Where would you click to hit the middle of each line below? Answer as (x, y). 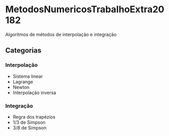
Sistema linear (28, 76)
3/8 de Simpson (30, 128)
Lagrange (23, 82)
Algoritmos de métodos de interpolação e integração (61, 34)
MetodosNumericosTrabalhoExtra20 (85, 9)
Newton (21, 87)
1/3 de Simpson (29, 122)
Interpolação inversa (34, 93)
